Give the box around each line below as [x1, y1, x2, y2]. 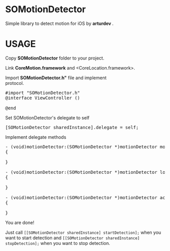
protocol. [5, 80, 24, 86]
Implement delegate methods [5, 134, 67, 140]
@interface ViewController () [5, 95, 80, 101]
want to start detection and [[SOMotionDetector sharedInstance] [5, 235, 140, 241]
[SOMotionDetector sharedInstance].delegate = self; [5, 124, 139, 130]
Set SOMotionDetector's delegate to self [5, 114, 90, 120]
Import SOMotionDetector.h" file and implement [5, 75, 107, 81]
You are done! [5, 219, 34, 226]
